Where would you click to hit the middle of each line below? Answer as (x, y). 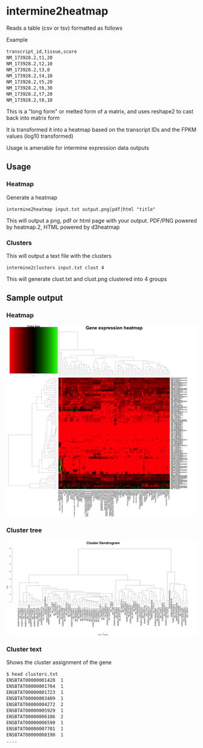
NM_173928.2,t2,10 (29, 64)
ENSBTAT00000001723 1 (35, 693)
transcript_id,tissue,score (42, 52)
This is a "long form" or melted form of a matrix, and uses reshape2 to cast (100, 111)
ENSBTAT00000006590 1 (35, 723)
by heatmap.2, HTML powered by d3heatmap (63, 227)
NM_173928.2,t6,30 (29, 88)
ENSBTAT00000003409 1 (35, 699)
